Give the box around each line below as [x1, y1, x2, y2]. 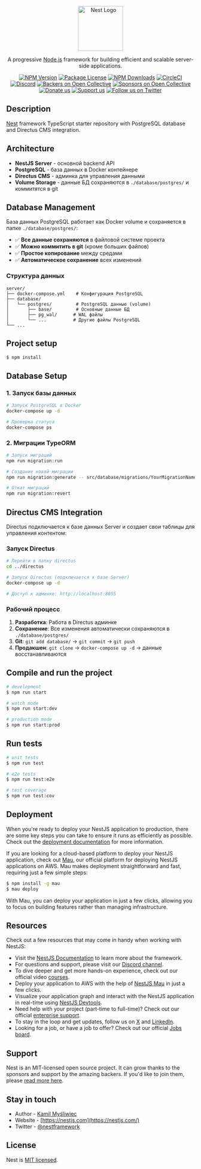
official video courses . [14, 974, 70, 981]
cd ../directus [6, 564, 44, 570]
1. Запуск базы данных [6, 388, 77, 397]
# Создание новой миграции [6, 468, 74, 475]
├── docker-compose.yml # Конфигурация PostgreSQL [6, 291, 144, 297]
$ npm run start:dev [6, 706, 58, 712]
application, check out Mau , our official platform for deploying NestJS [6, 856, 178, 863]
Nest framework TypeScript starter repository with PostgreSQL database [6, 120, 185, 127]
